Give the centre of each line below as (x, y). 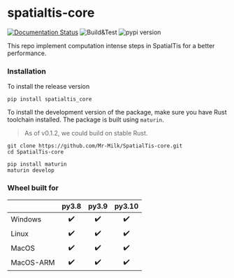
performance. (27, 53)
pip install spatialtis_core (50, 99)
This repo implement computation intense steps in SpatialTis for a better (111, 45)
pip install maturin (37, 164)
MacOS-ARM (33, 263)
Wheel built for (33, 188)
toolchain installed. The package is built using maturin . (86, 119)
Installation (27, 71)
